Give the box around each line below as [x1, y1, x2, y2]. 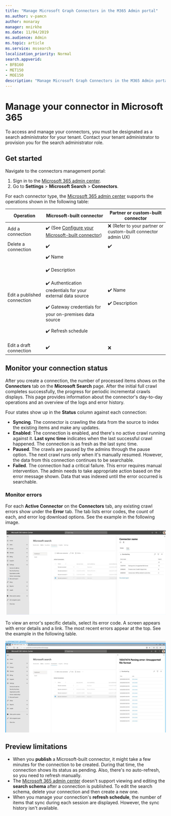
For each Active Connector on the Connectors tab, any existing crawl [5, 503, 153, 509]
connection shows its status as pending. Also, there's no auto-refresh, [12, 766, 160, 773]
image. [5, 519, 20, 525]
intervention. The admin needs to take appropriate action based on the [12, 468, 161, 474]
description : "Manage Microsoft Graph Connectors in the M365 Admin [5, 78, 154, 84]
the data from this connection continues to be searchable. [12, 457, 134, 463]
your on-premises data [45, 311, 95, 317]
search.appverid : [5, 57, 42, 62]
